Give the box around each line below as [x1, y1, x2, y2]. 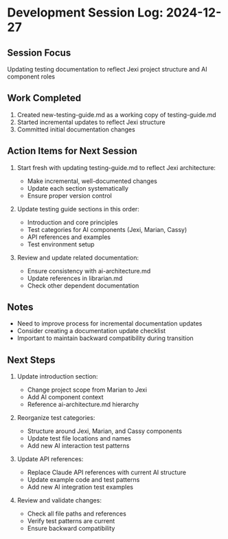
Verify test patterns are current [27, 517, 115, 525]
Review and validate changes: [16, 496, 102, 505]
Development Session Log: [7, 5, 163, 21]
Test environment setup [27, 240, 95, 249]
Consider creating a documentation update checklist [16, 327, 166, 335]
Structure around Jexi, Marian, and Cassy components [27, 427, 182, 435]
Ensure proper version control [27, 191, 112, 200]
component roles [7, 72, 56, 81]
